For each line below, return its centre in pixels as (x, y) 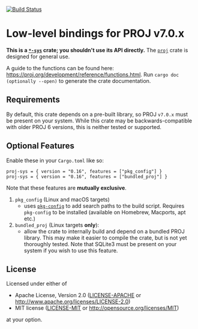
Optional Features (40, 146)
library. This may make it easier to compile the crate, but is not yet (105, 238)
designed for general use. (38, 56)
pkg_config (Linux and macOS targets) (62, 199)
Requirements (33, 100)
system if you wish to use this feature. (71, 250)
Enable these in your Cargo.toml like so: (55, 160)
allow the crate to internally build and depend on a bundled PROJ (104, 231)
